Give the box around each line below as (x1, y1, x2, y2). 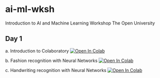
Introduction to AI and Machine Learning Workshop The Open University (5, 20, 155, 26)
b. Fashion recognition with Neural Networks (5, 57, 98, 63)
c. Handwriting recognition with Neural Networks (5, 67, 107, 73)
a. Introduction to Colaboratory (5, 47, 69, 53)
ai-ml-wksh (5, 3, 55, 15)
